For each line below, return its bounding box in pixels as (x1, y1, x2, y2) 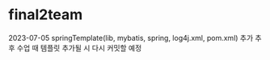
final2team (8, 6, 83, 24)
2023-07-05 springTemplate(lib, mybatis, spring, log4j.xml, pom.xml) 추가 (8, 33, 254, 42)
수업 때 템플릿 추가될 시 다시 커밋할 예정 (16, 42, 142, 53)
